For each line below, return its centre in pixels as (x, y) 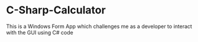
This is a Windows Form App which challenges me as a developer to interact (99, 26)
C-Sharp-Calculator (56, 10)
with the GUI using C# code (40, 32)
